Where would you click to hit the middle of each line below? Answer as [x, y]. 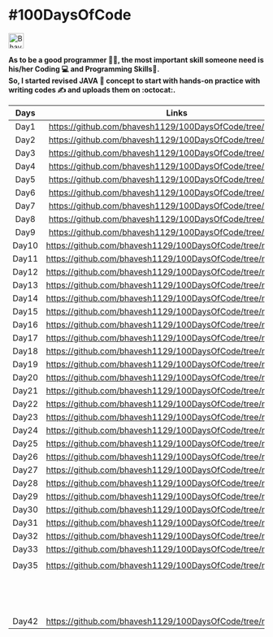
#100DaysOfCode [70, 15]
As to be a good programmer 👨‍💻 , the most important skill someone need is [136, 59]
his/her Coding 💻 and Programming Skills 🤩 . [84, 69]
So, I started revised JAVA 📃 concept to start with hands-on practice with [134, 80]
